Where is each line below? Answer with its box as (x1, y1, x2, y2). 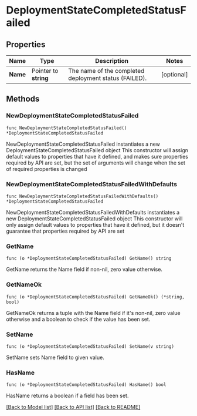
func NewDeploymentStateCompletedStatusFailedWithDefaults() (6, 193, 159, 199)
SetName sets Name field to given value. (6, 354, 104, 361)
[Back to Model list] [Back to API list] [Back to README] (6, 404, 141, 411)
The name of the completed (68, 67, 145, 75)
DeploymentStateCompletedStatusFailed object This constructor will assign (6, 146, 189, 153)
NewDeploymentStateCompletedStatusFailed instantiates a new (6, 140, 160, 147)
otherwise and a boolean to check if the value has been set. (6, 316, 151, 323)
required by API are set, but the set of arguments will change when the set (6, 159, 186, 166)
